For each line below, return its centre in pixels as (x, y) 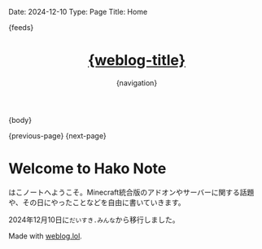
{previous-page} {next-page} (58, 135)
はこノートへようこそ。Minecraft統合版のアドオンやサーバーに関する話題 (131, 192)
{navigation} (137, 83)
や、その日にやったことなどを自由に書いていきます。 (97, 202)
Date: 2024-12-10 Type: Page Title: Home (78, 12)
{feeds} (21, 27)
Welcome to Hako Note (87, 169)
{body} (20, 120)
